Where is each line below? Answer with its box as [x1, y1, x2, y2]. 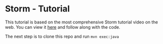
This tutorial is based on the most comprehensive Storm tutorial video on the [5, 19, 158, 25]
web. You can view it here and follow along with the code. [5, 24, 120, 30]
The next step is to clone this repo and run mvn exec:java [5, 33, 119, 39]
